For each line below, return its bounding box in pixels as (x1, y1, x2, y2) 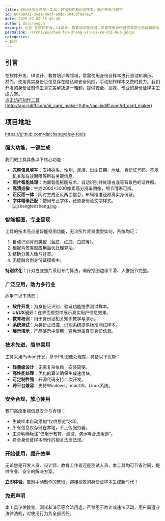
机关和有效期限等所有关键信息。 (12, 173, 77, 179)
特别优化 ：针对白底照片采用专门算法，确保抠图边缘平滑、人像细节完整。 (5, 267, 151, 273)
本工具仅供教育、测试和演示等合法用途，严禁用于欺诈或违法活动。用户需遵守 (5, 504, 160, 510)
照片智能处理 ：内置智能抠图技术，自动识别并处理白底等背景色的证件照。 (12, 179, 159, 185)
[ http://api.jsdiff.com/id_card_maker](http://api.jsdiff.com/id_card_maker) (5, 103, 152, 108)
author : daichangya (5, 21, 45, 26)
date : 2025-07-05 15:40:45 (5, 16, 60, 21)
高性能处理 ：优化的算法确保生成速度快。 (12, 370, 94, 376)
